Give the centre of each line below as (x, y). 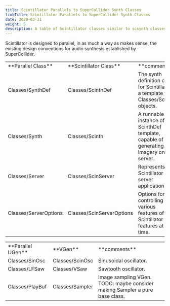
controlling (151, 200)
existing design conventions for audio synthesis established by (71, 49)
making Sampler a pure (125, 290)
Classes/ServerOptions (35, 213)
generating (151, 146)
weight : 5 (16, 24)
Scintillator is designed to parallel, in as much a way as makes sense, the (81, 43)
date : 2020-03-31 (24, 19)
